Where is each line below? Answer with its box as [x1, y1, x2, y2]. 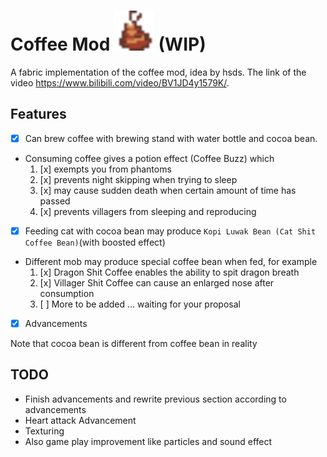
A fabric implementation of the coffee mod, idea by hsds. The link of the [10, 66, 307, 78]
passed [39, 195, 71, 207]
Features [10, 106, 67, 123]
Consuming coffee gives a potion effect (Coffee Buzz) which [24, 152, 275, 164]
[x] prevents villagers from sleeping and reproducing [39, 205, 257, 217]
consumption [39, 287, 95, 299]
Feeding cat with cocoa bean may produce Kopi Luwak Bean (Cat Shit [24, 225, 317, 237]
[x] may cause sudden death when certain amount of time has [39, 184, 297, 196]
